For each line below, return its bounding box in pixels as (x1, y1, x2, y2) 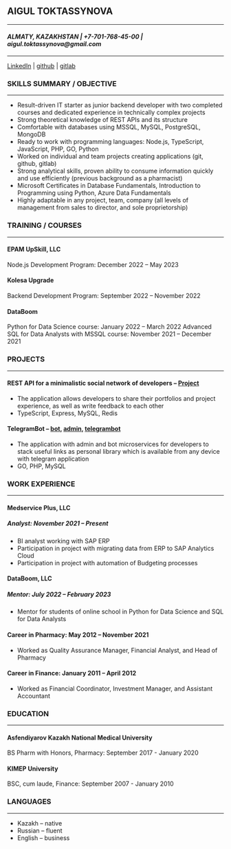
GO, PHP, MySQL (16, 461, 67, 470)
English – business (16, 833, 70, 842)
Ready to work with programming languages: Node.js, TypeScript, (16, 138, 204, 146)
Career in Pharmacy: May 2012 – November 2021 (7, 630, 149, 639)
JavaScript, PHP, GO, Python (16, 145, 99, 154)
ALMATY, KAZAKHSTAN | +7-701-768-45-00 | (7, 32, 143, 41)
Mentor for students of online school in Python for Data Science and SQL (16, 607, 224, 616)
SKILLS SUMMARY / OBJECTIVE (7, 78, 117, 88)
